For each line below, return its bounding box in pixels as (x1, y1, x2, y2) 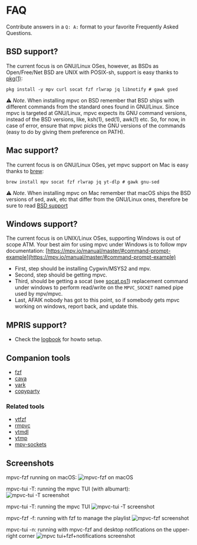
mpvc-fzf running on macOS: (6, 474, 77, 481)
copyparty (14, 387, 40, 395)
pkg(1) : (6, 75, 23, 82)
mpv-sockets (14, 441, 47, 448)
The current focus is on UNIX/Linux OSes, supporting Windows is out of (6, 235, 181, 242)
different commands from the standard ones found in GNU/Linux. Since (6, 103, 179, 110)
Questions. (6, 29, 32, 36)
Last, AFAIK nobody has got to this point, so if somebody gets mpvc (14, 297, 180, 304)
